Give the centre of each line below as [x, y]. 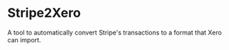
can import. [24, 39]
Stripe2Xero [44, 13]
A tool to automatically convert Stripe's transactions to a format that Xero [115, 32]
